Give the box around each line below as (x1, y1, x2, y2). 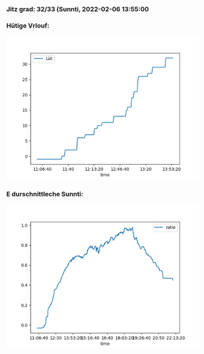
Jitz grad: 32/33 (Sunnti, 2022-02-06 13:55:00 (6, 5, 150, 13)
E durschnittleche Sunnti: (6, 190, 84, 198)
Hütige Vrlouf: (6, 21, 50, 29)
